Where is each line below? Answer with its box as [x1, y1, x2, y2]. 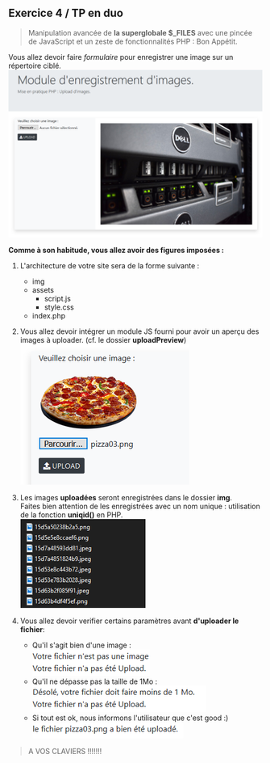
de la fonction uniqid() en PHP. [19, 510, 123, 520]
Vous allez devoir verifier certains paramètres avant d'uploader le [19, 616, 239, 626]
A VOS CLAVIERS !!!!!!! [27, 747, 102, 757]
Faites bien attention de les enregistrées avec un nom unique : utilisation [19, 501, 260, 512]
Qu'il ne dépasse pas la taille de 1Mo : [31, 677, 158, 686]
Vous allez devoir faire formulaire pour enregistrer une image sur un [8, 52, 234, 61]
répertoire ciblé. [8, 61, 62, 70]
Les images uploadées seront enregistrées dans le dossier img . [19, 493, 232, 503]
